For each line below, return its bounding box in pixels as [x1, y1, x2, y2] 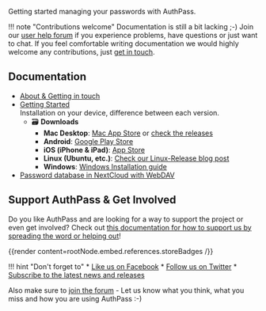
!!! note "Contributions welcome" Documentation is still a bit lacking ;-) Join [8, 22, 254, 31]
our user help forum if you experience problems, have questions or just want [8, 31, 258, 40]
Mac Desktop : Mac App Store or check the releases [43, 128, 214, 138]
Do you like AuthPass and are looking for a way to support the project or [8, 214, 244, 224]
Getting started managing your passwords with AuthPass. [8, 7, 196, 16]
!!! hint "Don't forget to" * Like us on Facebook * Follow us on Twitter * [8, 261, 237, 271]
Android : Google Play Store [43, 136, 134, 146]
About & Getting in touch [19, 91, 101, 101]
